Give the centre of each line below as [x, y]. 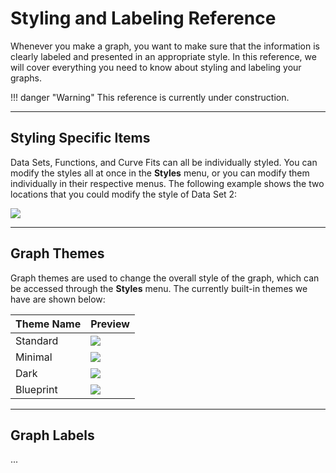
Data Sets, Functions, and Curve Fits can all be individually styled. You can [164, 162]
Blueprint [36, 389]
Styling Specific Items [80, 138]
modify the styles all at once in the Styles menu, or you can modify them [160, 173]
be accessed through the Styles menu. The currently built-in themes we [159, 288]
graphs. [26, 78]
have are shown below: [58, 299]
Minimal [34, 357]
